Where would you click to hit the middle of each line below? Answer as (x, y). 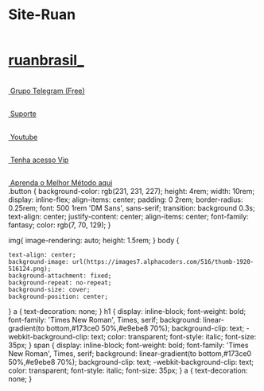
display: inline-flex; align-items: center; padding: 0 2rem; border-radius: (126, 199)
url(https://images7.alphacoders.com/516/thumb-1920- (163, 262)
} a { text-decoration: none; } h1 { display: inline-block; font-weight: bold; (127, 312)
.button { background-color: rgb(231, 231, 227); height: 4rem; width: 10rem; (132, 192)
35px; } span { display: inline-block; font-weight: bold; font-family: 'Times (128, 345)
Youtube (24, 137)
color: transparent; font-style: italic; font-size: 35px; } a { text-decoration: (128, 370)
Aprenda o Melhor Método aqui (61, 183)
